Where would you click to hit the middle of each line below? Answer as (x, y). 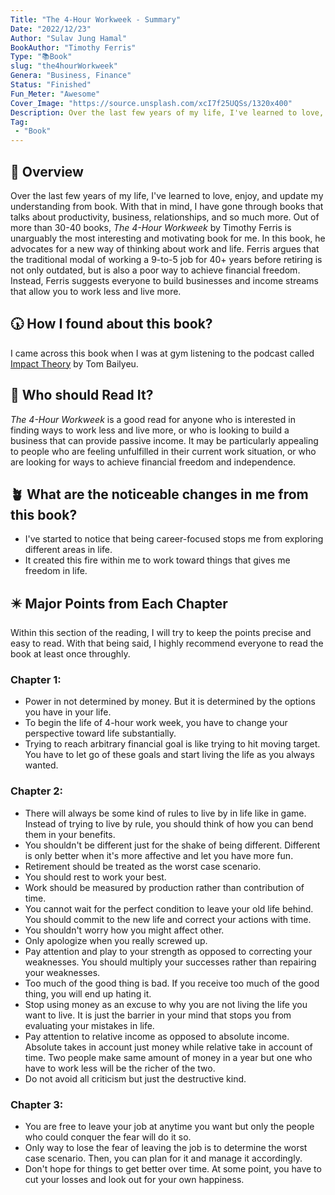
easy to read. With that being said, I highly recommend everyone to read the (167, 643)
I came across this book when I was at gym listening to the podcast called (162, 353)
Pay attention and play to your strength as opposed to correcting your (168, 951)
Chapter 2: (36, 791)
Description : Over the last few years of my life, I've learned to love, (167, 112)
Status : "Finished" (51, 85)
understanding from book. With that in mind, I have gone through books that (167, 206)
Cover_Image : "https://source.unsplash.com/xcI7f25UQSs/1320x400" (151, 103)
